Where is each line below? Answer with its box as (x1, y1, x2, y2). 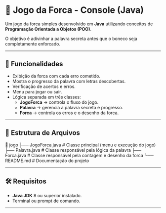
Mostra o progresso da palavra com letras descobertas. (12, 78, 126, 84)
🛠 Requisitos (5, 177, 47, 185)
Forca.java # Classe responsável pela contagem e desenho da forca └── (5, 152, 154, 158)
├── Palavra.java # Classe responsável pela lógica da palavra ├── (5, 147, 142, 153)
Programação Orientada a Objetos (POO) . (5, 26, 91, 32)
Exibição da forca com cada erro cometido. (12, 73, 100, 79)
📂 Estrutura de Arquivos (5, 128, 81, 137)
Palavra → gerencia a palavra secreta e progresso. (19, 104, 124, 110)
